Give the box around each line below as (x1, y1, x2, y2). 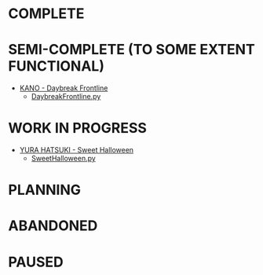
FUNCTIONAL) (8, 57, 104, 75)
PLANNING (8, 181, 81, 199)
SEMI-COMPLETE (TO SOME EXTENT (8, 41, 255, 59)
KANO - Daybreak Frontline (19, 83, 108, 93)
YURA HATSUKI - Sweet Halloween (19, 145, 134, 155)
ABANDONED (8, 217, 98, 235)
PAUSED (8, 253, 64, 271)
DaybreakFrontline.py (31, 92, 101, 101)
